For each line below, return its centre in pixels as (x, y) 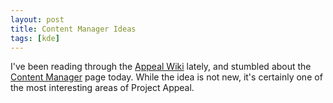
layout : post (37, 19)
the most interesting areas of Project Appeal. (102, 88)
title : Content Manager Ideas (73, 29)
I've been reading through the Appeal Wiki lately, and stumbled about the (161, 67)
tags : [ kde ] (35, 38)
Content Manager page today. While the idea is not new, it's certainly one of (166, 77)
